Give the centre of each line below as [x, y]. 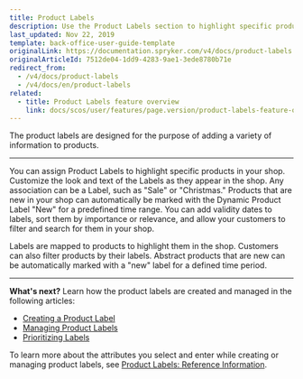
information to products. [54, 145]
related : [26, 93]
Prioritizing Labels [56, 337]
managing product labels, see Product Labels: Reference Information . [138, 365]
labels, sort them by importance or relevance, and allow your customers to [147, 219]
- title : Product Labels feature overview [98, 102]
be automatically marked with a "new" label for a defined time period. [138, 265]
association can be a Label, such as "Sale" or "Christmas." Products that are [151, 190]
